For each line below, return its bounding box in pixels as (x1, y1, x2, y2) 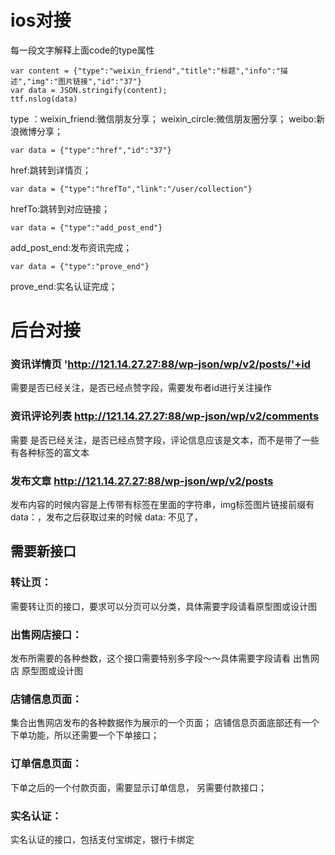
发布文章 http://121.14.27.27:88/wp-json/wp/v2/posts (10, 474, 274, 488)
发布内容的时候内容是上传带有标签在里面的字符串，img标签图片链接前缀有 (10, 499, 315, 511)
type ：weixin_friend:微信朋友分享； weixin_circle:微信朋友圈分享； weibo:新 (10, 112, 325, 125)
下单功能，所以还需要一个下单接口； (10, 729, 160, 741)
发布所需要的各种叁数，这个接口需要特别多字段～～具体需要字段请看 (10, 652, 291, 664)
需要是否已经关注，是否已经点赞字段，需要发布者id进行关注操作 (10, 382, 272, 394)
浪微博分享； (10, 125, 63, 137)
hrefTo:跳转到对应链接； (10, 202, 111, 215)
